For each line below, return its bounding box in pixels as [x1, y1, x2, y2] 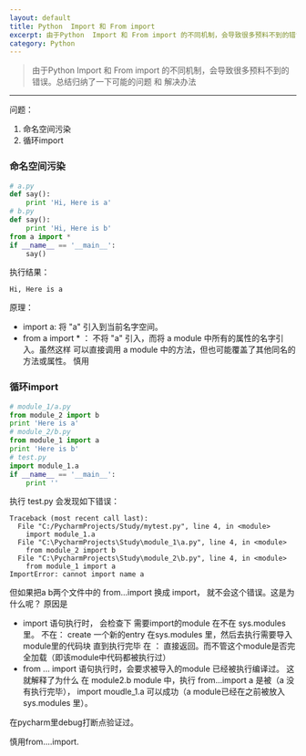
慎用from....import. [9, 736, 79, 748]
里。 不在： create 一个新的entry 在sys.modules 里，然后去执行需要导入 [22, 629, 293, 640]
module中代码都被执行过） [70, 652, 171, 663]
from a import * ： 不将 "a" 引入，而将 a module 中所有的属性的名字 [22, 333, 276, 344]
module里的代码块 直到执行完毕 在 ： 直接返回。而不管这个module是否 [22, 640, 288, 652]
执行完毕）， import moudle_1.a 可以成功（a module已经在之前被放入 [30, 686, 285, 698]
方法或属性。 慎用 [22, 356, 89, 367]
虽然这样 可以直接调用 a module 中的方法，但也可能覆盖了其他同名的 [38, 344, 296, 356]
